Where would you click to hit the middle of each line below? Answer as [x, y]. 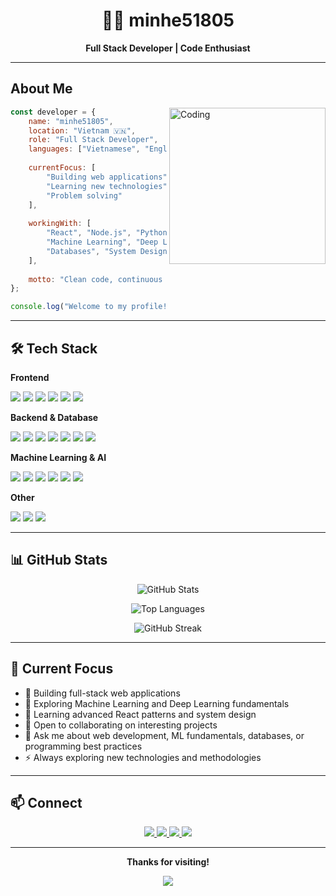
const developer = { [53, 112]
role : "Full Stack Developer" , [93, 140]
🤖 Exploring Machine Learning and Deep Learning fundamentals [157, 703]
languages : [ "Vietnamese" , [84, 149]
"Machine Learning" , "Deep [102, 242]
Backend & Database [54, 417]
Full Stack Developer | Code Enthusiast [168, 48]
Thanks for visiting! [168, 862]
